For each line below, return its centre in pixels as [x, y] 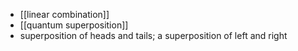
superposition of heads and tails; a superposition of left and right [153, 35]
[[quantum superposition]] [74, 25]
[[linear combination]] [64, 14]
